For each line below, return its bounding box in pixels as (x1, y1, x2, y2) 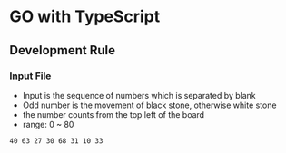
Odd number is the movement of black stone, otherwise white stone (22, 100, 277, 110)
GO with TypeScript (9, 6, 161, 27)
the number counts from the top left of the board (22, 109, 205, 120)
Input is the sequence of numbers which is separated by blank (22, 90, 256, 100)
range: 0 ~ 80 (22, 119, 74, 129)
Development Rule (9, 43, 116, 58)
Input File (9, 70, 52, 82)
